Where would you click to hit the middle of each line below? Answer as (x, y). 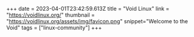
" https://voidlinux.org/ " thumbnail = (51, 15)
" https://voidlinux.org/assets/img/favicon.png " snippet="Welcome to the (97, 21)
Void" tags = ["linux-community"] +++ (54, 27)
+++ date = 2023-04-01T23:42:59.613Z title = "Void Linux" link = (88, 9)
